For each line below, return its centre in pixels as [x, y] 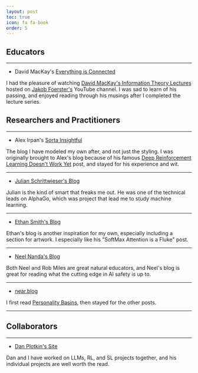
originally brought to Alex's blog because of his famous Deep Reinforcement [99, 157]
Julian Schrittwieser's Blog [47, 181]
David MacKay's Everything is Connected [65, 72]
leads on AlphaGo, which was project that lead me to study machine [89, 199]
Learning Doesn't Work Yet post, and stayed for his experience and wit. [93, 164]
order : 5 [17, 28]
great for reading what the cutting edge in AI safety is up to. [79, 274]
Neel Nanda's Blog [37, 256]
